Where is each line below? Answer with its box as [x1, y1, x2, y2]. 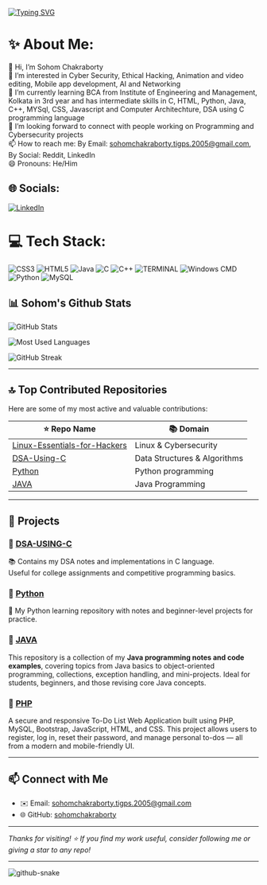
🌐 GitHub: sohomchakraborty [19, 809, 117, 819]
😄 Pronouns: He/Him [8, 158, 78, 168]
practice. [8, 614, 37, 624]
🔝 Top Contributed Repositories [8, 383, 168, 396]
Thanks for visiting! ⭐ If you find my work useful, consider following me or [8, 833, 251, 843]
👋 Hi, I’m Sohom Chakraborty [8, 62, 103, 72]
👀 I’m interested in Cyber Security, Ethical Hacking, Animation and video [8, 70, 244, 80]
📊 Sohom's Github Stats [8, 297, 132, 310]
